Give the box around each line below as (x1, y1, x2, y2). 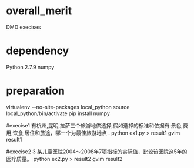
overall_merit (6, 4, 72, 18)
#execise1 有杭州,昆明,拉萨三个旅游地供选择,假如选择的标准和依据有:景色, (6, 122, 183, 129)
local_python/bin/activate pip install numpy (6, 110, 111, 117)
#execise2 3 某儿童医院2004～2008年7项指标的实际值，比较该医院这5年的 (6, 148, 188, 155)
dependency (6, 44, 69, 58)
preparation (6, 84, 65, 98)
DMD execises (6, 23, 41, 31)
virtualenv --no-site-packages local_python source (6, 103, 131, 110)
